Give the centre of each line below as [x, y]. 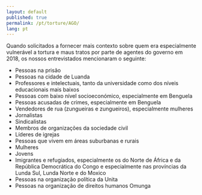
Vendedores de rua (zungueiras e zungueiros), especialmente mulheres [104, 109]
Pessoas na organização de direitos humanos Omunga [83, 186]
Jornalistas [29, 115]
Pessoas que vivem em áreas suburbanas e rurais [77, 141]
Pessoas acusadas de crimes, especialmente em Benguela [88, 103]
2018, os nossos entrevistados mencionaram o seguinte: [76, 59]
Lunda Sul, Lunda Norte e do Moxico [61, 173]
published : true [27, 18]
